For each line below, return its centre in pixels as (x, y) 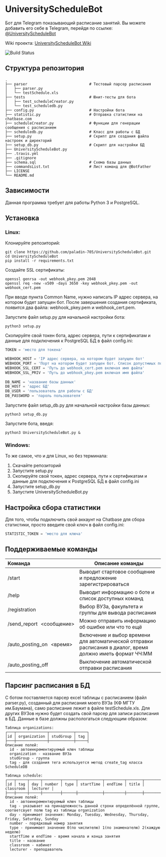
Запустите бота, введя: (29, 424)
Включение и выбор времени (115, 635)
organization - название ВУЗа (41, 754)
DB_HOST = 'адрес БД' (27, 387)
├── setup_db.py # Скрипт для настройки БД (75, 145)
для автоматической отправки (116, 641)
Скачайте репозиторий (37, 466)
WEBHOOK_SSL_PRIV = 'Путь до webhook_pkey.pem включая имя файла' (75, 373)
